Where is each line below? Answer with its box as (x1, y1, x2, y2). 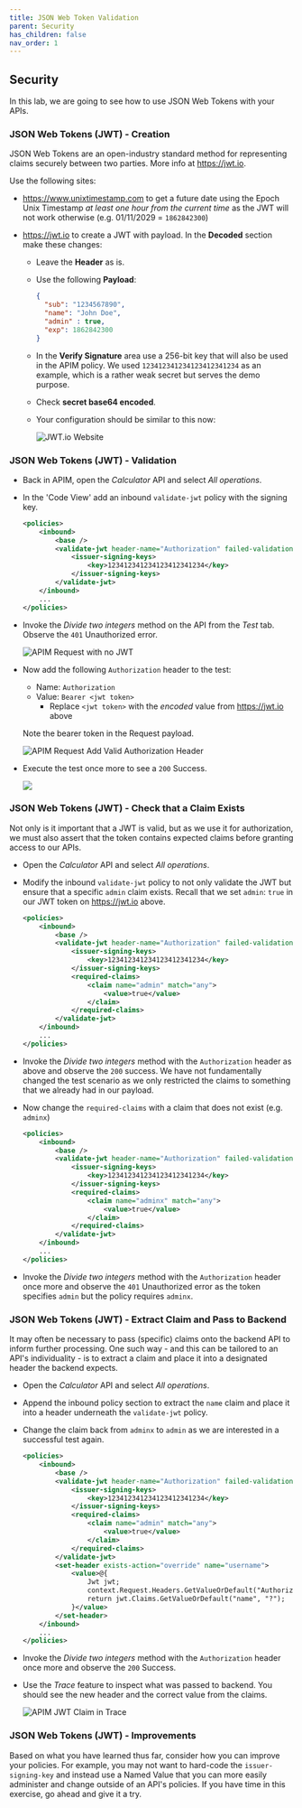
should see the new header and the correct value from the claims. (22, 1690, 268, 1701)
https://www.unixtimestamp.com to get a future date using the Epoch (22, 193, 280, 204)
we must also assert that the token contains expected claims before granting (9, 832, 294, 843)
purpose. (35, 378, 70, 389)
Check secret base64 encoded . (35, 396, 156, 407)
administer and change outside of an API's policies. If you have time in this (9, 1778, 286, 1789)
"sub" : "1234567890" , (43, 300, 126, 310)
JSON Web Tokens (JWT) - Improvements (9, 1729, 197, 1742)
